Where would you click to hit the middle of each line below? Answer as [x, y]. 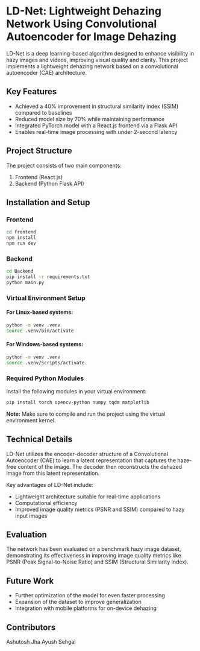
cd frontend [21, 232]
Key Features [32, 92]
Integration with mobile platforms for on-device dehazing [86, 608]
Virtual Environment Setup [46, 298]
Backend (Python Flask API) [49, 183]
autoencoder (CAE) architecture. [47, 72]
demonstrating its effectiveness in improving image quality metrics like [94, 556]
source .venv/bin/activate [40, 331]
